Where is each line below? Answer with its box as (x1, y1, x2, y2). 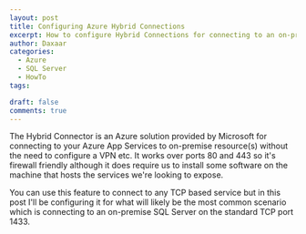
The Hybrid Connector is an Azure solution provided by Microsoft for (9, 131, 267, 142)
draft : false (9, 97, 59, 107)
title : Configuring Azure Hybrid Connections (9, 22, 185, 31)
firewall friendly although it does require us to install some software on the (9, 160, 289, 171)
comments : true (9, 106, 67, 115)
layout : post (9, 13, 59, 23)
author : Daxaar (9, 38, 67, 48)
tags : (9, 81, 30, 90)
